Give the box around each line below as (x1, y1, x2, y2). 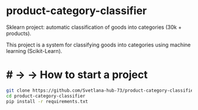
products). (6, 29, 31, 36)
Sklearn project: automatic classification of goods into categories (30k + (6, 24, 182, 31)
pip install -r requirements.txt (6, 98, 88, 104)
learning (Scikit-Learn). (6, 47, 62, 54)
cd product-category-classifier (6, 93, 85, 99)
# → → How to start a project (6, 68, 148, 82)
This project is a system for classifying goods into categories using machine (6, 41, 191, 48)
